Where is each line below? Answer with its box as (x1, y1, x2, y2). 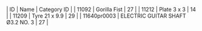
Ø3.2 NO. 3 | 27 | (6, 19, 49, 26)
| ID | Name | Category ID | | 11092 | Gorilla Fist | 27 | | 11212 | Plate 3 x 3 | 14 (6, 6, 196, 13)
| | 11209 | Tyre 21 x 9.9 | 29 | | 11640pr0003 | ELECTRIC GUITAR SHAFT (6, 12, 186, 19)
